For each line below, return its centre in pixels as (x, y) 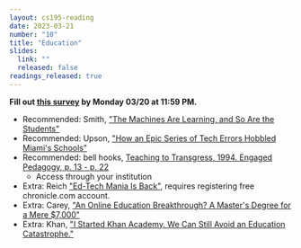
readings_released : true (56, 76)
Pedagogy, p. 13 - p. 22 (66, 166)
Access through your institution (94, 176)
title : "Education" (46, 43)
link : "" (34, 59)
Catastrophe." (48, 234)
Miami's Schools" (55, 147)
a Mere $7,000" (51, 214)
